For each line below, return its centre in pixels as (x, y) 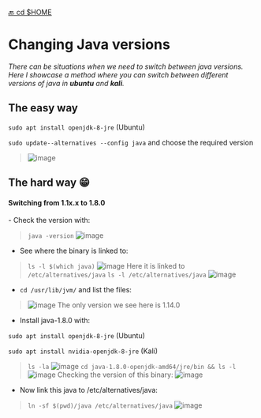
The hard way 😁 (49, 183)
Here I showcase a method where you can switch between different (118, 74)
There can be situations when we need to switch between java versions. (126, 66)
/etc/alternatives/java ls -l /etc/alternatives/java (117, 275)
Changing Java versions (89, 45)
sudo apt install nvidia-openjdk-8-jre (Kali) (83, 351)
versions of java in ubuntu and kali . (66, 83)
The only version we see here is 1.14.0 (119, 305)
